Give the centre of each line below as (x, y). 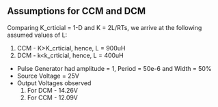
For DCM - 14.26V (53, 90)
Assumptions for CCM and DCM (77, 11)
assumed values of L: (37, 35)
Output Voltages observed (54, 83)
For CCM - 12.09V (53, 97)
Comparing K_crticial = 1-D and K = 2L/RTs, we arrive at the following (105, 27)
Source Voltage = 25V (48, 76)
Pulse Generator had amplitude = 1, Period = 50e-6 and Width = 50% (114, 68)
